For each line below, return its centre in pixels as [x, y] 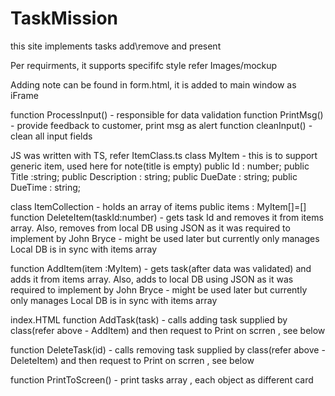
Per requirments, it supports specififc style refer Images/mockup [144, 65]
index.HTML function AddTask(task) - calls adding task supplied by [149, 319]
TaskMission [64, 18]
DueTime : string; [46, 187]
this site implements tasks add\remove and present [116, 46]
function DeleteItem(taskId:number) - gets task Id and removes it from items [167, 217]
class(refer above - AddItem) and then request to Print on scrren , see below [168, 330]
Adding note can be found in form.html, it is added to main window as [153, 84]
